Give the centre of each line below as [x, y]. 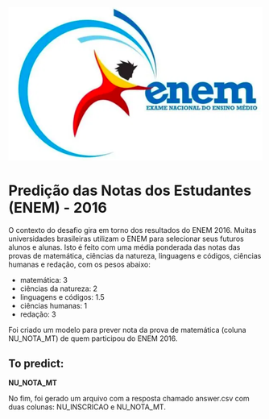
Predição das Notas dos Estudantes [130, 191]
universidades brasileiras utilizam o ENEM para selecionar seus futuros [126, 239]
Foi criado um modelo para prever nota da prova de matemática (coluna [128, 330]
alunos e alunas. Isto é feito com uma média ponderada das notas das [124, 247]
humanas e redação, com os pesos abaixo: [79, 264]
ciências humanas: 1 [54, 305]
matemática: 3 [44, 280]
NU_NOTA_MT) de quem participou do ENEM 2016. [93, 338]
